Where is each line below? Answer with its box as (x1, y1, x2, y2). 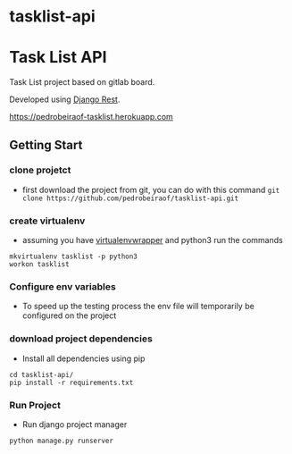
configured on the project (21, 310, 117, 321)
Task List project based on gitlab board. (9, 77, 155, 88)
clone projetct (9, 164, 71, 176)
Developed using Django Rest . (9, 94, 121, 105)
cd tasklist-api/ (9, 370, 74, 379)
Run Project (9, 399, 61, 411)
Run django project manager (21, 419, 128, 430)
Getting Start (9, 137, 83, 153)
